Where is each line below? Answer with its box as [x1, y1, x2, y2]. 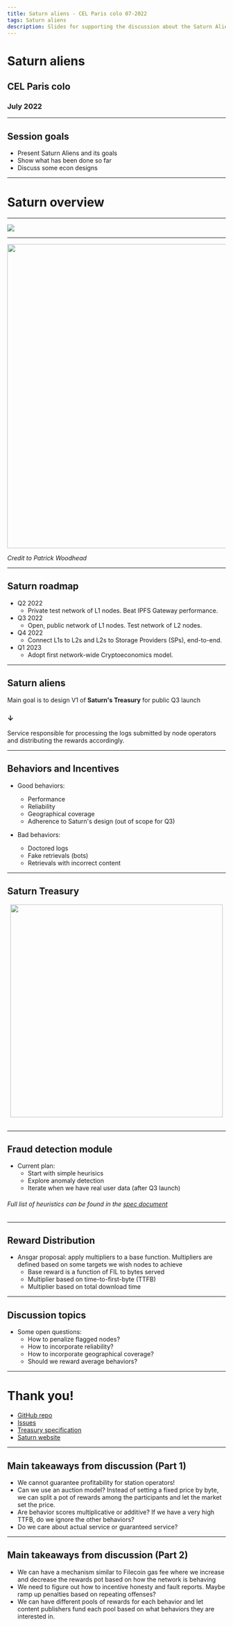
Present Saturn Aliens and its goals [17, 149, 118, 157]
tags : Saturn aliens [7, 17, 67, 24]
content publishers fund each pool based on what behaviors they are [17, 1604, 215, 1613]
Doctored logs [27, 844, 69, 852]
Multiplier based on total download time [27, 1283, 141, 1291]
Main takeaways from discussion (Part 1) [7, 1460, 187, 1472]
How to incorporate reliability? [27, 1342, 114, 1351]
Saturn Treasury [7, 886, 80, 897]
